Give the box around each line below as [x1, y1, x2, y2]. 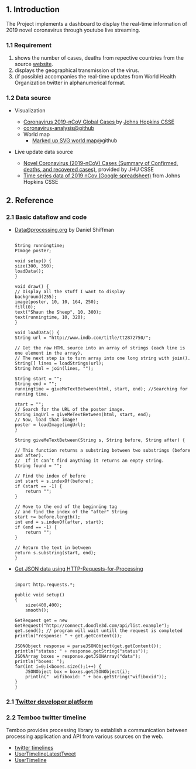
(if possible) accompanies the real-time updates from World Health [14, 73, 177, 80]
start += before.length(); [14, 514, 81, 520]
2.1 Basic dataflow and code [6, 213, 87, 221]
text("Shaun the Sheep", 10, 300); [14, 310, 102, 315]
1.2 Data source [6, 94, 51, 102]
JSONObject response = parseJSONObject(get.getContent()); [14, 643, 162, 649]
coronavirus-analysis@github [23, 125, 95, 132]
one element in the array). [14, 351, 83, 356]
